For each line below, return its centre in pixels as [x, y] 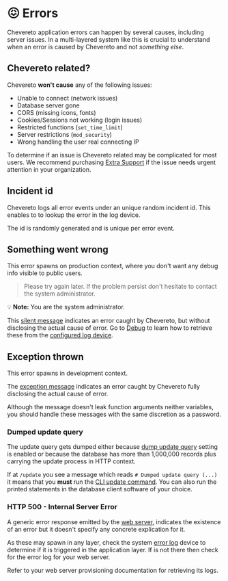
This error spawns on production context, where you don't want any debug [113, 266]
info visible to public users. [45, 273]
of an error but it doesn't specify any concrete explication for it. [96, 529]
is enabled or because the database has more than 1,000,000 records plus [112, 454]
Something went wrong [58, 249]
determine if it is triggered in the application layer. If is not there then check [113, 550]
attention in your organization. [49, 169]
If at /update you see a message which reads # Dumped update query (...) [112, 475]
